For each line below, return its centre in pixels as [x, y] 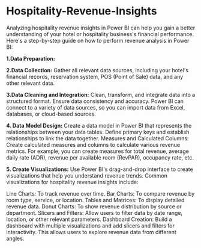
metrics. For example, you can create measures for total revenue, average [97, 151]
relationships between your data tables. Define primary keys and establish [98, 132]
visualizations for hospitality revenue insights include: [72, 182]
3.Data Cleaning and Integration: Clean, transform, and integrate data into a [101, 95]
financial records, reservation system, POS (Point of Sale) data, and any [95, 76]
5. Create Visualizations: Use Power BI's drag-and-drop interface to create [100, 169]
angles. [15, 238]
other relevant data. [31, 83]
